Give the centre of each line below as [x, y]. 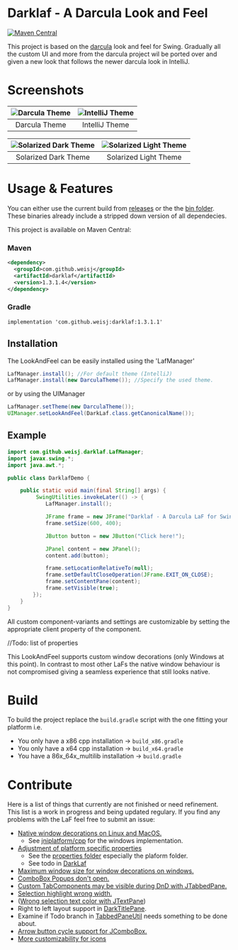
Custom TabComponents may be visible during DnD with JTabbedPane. [122, 886]
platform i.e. [25, 727]
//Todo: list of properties [43, 643]
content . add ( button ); [77, 556]
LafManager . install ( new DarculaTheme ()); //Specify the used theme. [110, 380]
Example [27, 435]
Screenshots [46, 90]
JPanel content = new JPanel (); [93, 549]
